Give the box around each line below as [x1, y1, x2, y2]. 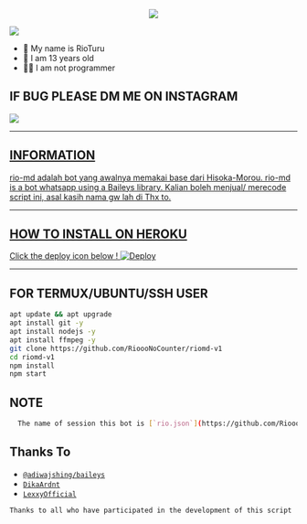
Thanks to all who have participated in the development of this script [9, 506, 292, 515]
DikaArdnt [22, 480, 61, 489]
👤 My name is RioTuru [22, 43, 105, 54]
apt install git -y [9, 318, 84, 328]
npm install [9, 361, 55, 370]
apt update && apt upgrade [9, 310, 112, 319]
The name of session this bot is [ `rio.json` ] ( [17, 419, 203, 429]
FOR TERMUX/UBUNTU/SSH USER [9, 285, 208, 301]
